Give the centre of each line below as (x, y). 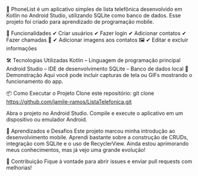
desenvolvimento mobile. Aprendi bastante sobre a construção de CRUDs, (97, 137)
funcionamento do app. (35, 81)
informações (22, 48)
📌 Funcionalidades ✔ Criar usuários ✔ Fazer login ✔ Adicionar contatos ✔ (96, 33)
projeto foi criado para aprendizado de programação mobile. (80, 22)
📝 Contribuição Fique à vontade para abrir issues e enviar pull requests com (99, 161)
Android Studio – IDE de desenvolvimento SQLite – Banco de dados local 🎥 (98, 69)
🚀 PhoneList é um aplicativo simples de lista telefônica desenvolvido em (94, 9)
